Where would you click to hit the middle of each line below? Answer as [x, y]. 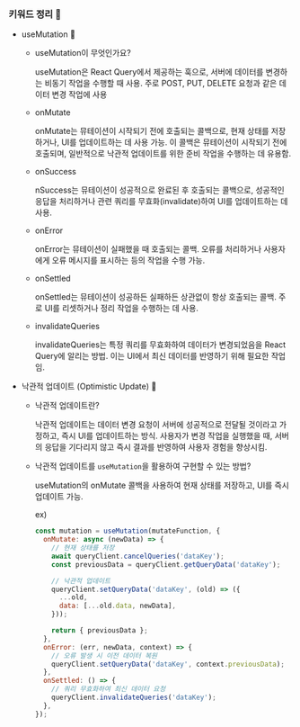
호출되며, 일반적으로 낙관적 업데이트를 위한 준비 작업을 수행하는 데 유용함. [163, 154]
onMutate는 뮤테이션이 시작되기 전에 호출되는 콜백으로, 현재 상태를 [152, 131]
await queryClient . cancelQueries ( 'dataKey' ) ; [138, 556]
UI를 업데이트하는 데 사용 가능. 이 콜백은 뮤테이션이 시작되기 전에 [174, 142]
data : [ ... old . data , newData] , [118, 606]
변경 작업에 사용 [79, 94]
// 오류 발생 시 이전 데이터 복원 [105, 655]
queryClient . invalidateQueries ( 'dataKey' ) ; [134, 698]
